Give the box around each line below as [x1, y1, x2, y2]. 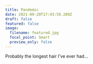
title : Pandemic [5, 7, 39, 12]
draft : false [5, 16, 32, 21]
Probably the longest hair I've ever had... [5, 53, 89, 59]
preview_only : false [9, 40, 52, 45]
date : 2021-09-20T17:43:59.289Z [5, 12, 72, 17]
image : [5, 26, 19, 31]
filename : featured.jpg [9, 30, 59, 35]
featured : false [5, 21, 39, 26]
